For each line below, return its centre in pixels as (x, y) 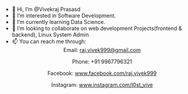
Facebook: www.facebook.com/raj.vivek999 (102, 73)
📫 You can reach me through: (49, 41)
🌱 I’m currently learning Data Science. (59, 22)
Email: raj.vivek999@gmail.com (102, 50)
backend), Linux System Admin (50, 35)
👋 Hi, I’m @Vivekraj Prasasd (46, 9)
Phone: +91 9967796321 (102, 62)
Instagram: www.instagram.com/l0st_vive (102, 85)
